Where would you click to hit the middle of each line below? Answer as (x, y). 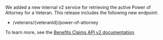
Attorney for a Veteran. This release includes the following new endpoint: (82, 13)
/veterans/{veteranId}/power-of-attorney (55, 23)
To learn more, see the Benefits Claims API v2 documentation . (71, 32)
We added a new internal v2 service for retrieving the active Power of (78, 7)
